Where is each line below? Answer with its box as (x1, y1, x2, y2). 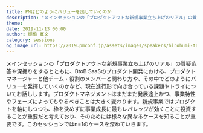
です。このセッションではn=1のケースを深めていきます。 (11, 120, 152, 128)
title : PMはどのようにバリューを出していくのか (6, 8, 112, 15)
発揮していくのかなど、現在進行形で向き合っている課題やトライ (27, 82, 186, 89)
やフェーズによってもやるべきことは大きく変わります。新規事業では (6, 97, 175, 105)
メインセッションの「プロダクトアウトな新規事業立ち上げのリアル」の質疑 (6, 60, 192, 67)
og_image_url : (6, 43, 42, 49)
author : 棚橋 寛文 (6, 31, 50, 37)
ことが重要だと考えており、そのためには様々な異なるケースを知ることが (11, 112, 191, 120)
